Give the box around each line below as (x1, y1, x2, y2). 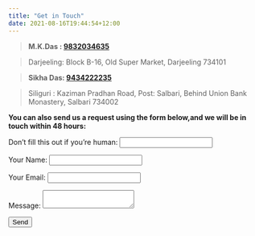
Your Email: (8, 172, 46, 182)
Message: (8, 201, 42, 210)
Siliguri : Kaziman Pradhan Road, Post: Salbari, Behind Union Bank (27, 88, 248, 97)
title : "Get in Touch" (8, 11, 84, 20)
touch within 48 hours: (8, 121, 87, 130)
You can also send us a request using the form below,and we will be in (8, 112, 247, 122)
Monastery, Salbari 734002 (27, 97, 119, 106)
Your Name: (8, 155, 48, 164)
